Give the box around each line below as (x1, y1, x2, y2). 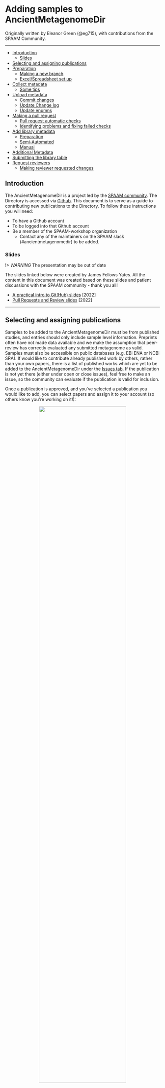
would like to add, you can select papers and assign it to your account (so (5, 391, 155, 397)
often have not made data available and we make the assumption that (5, 339, 146, 345)
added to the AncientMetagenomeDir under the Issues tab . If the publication (5, 366, 160, 372)
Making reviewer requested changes (19, 165, 94, 171)
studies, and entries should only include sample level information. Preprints (5, 334, 157, 340)
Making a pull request (12, 113, 56, 118)
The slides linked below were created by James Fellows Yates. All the (5, 272, 146, 278)
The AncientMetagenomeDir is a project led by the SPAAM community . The (5, 192, 157, 198)
